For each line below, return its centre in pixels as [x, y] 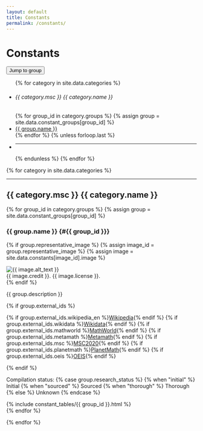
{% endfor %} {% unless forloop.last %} [65, 135]
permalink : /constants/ [36, 23]
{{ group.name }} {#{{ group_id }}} [58, 232]
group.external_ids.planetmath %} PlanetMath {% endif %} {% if [85, 349]
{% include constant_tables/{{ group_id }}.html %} [69, 404]
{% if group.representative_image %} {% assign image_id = [80, 245]
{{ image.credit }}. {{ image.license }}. [53, 275]
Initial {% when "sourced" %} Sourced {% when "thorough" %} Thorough [98, 386]
